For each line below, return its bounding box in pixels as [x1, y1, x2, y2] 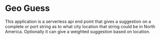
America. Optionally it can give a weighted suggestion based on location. [5, 29, 151, 34]
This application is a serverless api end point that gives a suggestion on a [5, 19, 151, 24]
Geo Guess [5, 3, 50, 14]
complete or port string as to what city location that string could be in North [5, 23, 156, 29]
